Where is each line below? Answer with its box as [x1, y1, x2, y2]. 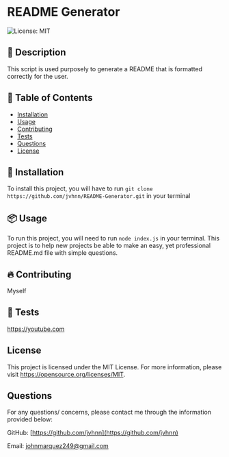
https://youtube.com [7, 325, 65, 333]
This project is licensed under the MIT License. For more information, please [7, 362, 222, 371]
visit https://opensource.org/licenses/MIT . [7, 370, 126, 378]
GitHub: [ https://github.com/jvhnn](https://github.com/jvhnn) [7, 429, 179, 437]
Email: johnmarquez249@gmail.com [7, 442, 109, 450]
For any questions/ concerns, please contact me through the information [7, 408, 212, 417]
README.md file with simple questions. [7, 249, 118, 257]
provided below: [7, 415, 53, 423]
